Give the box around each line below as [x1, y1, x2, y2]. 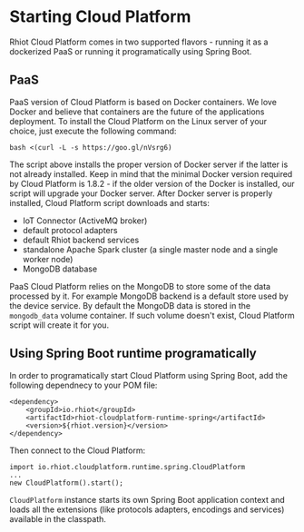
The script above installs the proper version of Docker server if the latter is [9, 159, 289, 170]
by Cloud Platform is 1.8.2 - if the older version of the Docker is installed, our [9, 178, 295, 189]
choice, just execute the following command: [9, 125, 177, 136]
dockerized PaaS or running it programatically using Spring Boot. [9, 45, 252, 56]
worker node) [22, 253, 74, 264]
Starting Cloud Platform [9, 6, 191, 27]
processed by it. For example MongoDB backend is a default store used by [9, 291, 289, 301]
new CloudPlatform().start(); [9, 478, 124, 488]
